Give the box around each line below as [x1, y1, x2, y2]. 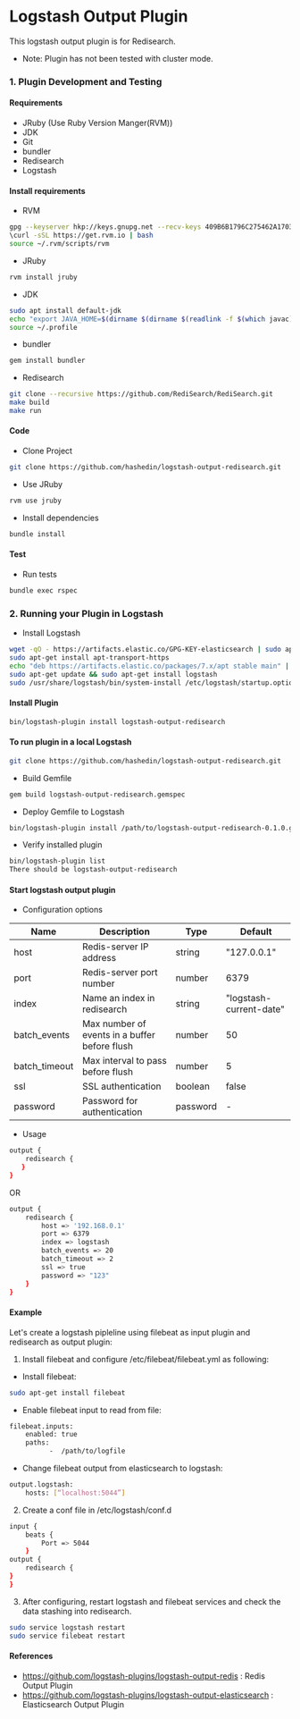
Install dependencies [21, 512, 100, 523]
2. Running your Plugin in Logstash [9, 607, 163, 619]
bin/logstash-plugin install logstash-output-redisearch [9, 717, 226, 726]
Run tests [21, 569, 58, 579]
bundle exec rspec [9, 586, 78, 595]
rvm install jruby [9, 273, 78, 282]
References [9, 1651, 54, 1662]
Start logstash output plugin [9, 884, 116, 895]
